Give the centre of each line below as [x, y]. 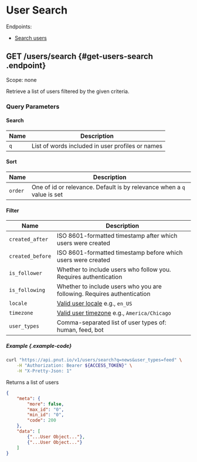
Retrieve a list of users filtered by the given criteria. [68, 91]
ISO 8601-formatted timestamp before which [120, 252]
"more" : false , [46, 404]
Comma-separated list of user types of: [111, 323]
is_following [27, 290]
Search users [30, 38]
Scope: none [21, 79]
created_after [29, 240]
